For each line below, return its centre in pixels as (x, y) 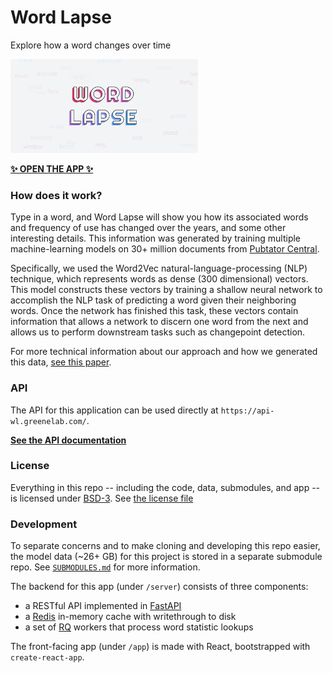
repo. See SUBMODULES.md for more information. (105, 567)
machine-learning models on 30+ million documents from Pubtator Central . (165, 249)
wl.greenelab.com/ (48, 421)
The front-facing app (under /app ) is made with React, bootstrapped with (160, 647)
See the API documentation (68, 440)
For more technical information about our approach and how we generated (164, 352)
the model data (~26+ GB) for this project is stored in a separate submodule (166, 557)
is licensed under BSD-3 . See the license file (102, 498)
